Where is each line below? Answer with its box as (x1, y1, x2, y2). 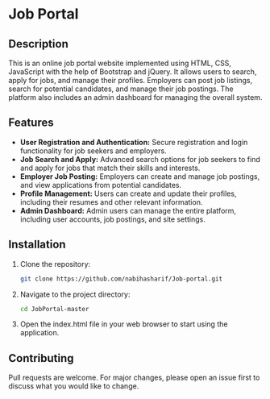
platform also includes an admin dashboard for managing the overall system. (8, 93, 263, 102)
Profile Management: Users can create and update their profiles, (19, 189, 237, 198)
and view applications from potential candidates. (19, 180, 182, 189)
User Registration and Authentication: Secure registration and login (19, 137, 248, 147)
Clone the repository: (19, 259, 91, 268)
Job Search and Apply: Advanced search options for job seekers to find (19, 154, 260, 164)
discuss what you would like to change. (8, 381, 139, 391)
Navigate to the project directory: (19, 289, 131, 299)
